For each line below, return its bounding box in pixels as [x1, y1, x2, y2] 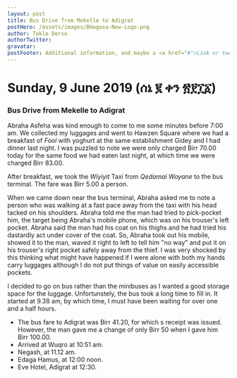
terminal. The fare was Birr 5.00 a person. [7, 180, 128, 189]
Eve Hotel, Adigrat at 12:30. [17, 363, 97, 372]
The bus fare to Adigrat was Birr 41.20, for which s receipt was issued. [17, 318, 222, 327]
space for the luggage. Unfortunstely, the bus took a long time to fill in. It [7, 289, 218, 298]
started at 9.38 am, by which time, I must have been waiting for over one [7, 297, 218, 305]
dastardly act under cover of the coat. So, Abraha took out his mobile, [7, 231, 210, 239]
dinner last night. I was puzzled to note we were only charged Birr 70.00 [7, 144, 217, 152]
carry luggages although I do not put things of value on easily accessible [7, 261, 219, 270]
